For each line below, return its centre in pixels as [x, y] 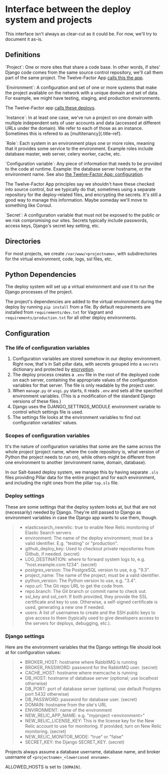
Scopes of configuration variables [48, 435]
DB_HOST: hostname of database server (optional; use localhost [92, 678]
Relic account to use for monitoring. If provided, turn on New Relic [93, 726]
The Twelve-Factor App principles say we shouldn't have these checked [80, 184]
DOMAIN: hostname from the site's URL [66, 705]
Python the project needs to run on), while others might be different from [80, 457]
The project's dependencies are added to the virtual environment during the [83, 301]
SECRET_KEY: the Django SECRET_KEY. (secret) [75, 742]
